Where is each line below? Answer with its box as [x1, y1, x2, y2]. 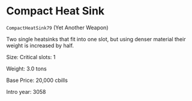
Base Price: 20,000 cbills [6, 76, 68, 84]
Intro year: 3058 [6, 88, 46, 95]
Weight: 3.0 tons [6, 65, 47, 72]
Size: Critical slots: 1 [6, 53, 56, 60]
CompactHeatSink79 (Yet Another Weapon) [6, 24, 109, 31]
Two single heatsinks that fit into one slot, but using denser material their [6, 35, 186, 42]
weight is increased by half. [6, 42, 74, 49]
